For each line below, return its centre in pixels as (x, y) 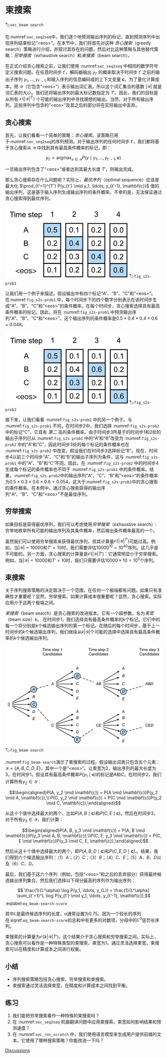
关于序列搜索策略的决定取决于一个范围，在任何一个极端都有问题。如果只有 (81, 590)
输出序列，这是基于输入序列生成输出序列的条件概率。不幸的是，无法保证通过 (83, 192)
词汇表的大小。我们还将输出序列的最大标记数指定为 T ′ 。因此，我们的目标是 (82, 92)
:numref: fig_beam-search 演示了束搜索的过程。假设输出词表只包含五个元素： (83, 762)
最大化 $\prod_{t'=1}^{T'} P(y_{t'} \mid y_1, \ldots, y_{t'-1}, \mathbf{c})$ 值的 (82, 186)
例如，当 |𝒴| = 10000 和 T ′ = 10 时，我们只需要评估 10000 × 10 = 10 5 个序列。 (81, 560)
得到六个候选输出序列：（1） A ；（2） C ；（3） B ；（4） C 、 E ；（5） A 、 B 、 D (83, 857)
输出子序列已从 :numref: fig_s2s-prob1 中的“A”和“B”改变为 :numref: (74, 438)
